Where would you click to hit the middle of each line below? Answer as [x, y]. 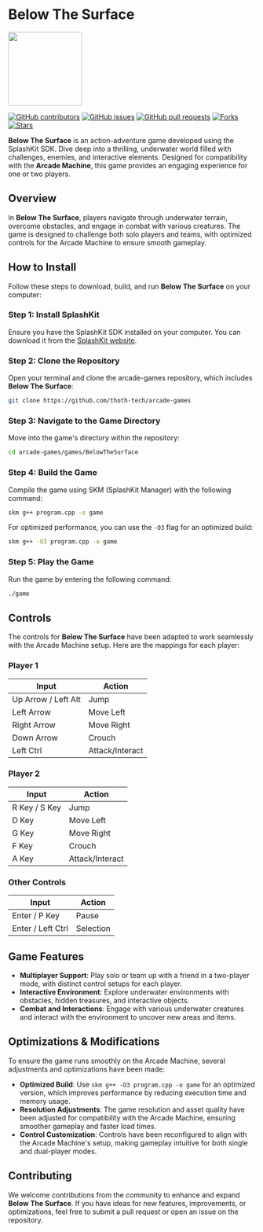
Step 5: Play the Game [51, 562]
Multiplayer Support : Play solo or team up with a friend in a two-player [134, 975]
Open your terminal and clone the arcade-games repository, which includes [130, 378]
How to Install [42, 268]
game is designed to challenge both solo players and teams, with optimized [130, 234]
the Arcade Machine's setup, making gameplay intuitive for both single [134, 1142]
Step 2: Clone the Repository [64, 361]
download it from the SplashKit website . [73, 340]
